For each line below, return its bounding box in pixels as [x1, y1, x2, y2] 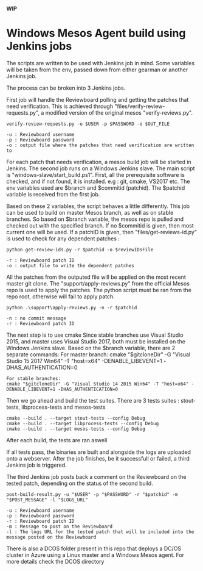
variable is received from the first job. [6, 190, 100, 198]
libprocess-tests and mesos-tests [21, 403, 106, 411]
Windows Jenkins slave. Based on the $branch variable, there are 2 [6, 344, 176, 351]
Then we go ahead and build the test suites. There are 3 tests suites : [6, 397, 179, 404]
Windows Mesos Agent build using [6, 26, 186, 40]
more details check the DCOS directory [6, 558, 105, 565]
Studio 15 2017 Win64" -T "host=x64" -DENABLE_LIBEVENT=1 [6, 357, 162, 364]
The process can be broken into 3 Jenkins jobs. [6, 84, 126, 92]
